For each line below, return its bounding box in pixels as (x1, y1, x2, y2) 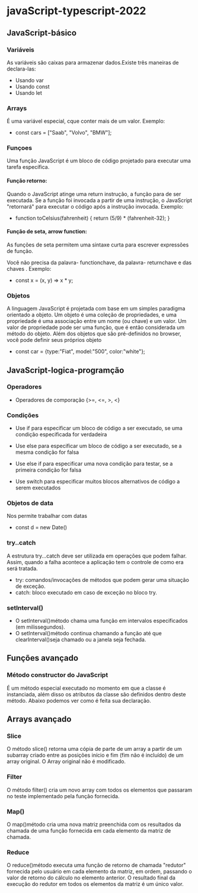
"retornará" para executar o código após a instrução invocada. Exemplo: (7, 203, 184, 210)
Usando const (15, 83, 50, 90)
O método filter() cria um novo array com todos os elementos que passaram (7, 786, 193, 793)
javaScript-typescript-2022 (7, 4, 146, 18)
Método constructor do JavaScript (7, 671, 108, 679)
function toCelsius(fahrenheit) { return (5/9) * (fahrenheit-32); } (15, 215, 170, 222)
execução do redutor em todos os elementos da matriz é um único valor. (7, 881, 184, 888)
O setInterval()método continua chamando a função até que (15, 630, 162, 637)
